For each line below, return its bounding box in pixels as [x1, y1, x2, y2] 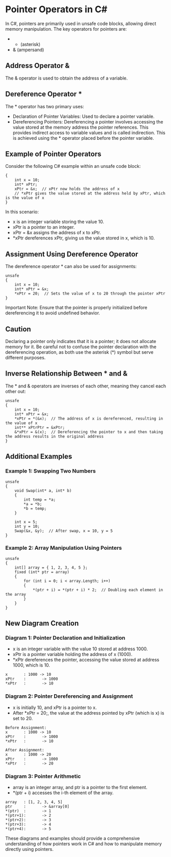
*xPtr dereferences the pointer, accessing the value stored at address [12, 657, 160, 663]
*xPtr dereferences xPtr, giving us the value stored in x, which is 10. [12, 235, 155, 241]
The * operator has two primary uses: [5, 103, 84, 109]
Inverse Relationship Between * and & [5, 369, 128, 378]
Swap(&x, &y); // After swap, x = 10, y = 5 [14, 528, 113, 533]
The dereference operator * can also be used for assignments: [5, 263, 137, 270]
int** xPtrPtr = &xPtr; [14, 425, 65, 430]
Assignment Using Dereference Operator [5, 250, 138, 258]
